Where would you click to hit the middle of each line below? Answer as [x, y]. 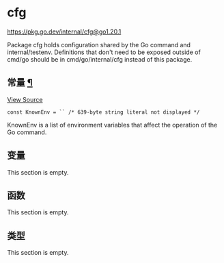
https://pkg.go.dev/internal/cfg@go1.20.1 [64, 32]
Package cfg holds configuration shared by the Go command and [99, 45]
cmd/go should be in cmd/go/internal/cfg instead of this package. [100, 59]
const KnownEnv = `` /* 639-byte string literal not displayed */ [103, 112]
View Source [25, 99]
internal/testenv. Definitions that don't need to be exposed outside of [104, 52]
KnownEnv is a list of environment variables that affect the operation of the [112, 125]
